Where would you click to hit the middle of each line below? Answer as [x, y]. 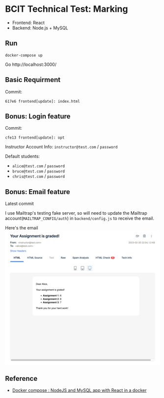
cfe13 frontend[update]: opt [35, 138]
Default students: [23, 156]
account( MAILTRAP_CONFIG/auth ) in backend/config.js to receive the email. [80, 218]
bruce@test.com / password [39, 171]
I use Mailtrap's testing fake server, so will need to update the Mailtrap [76, 213]
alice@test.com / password [39, 166]
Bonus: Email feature [38, 192]
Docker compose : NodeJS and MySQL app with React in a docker [79, 390]
